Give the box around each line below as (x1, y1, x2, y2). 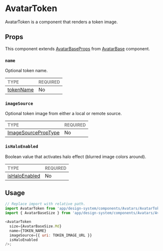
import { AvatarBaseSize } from (5, 211, 70, 216)
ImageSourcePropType (7, 129, 60, 136)
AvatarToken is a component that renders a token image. (5, 19, 118, 25)
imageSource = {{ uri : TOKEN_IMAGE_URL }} (9, 233, 92, 237)
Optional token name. (5, 68, 48, 74)
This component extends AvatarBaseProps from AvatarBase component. (5, 45, 150, 51)
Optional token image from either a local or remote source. (5, 111, 122, 117)
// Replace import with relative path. (5, 202, 86, 207)
